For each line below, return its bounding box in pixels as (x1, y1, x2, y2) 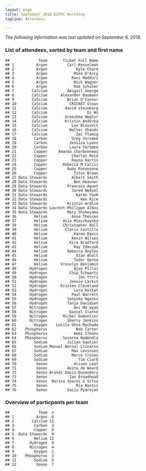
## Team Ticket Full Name (5, 58, 98, 63)
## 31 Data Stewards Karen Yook (5, 192, 98, 197)
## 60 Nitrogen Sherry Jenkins (5, 318, 98, 323)
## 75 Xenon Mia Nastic (5, 383, 98, 388)
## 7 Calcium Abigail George (5, 88, 98, 93)
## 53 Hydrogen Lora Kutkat (5, 288, 98, 293)
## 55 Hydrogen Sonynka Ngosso (5, 296, 98, 301)
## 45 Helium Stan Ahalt (5, 253, 98, 258)
